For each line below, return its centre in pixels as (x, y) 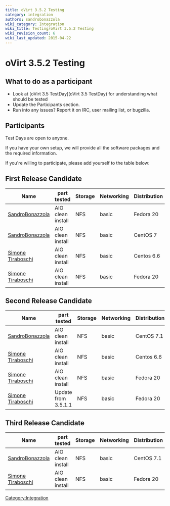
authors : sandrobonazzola (32, 19)
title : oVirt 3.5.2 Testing (35, 10)
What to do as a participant (49, 82)
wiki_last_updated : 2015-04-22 (38, 38)
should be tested (30, 99)
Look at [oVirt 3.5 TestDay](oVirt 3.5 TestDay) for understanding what (85, 93)
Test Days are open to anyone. (37, 138)
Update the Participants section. (46, 105)
